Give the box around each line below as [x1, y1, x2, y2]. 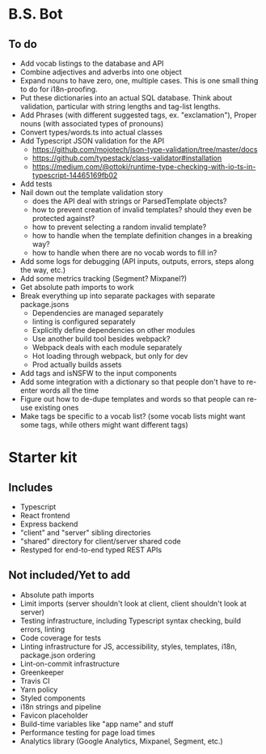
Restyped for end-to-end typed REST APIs [19, 545, 163, 555]
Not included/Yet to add [8, 569, 131, 582]
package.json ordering [19, 650, 95, 660]
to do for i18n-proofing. [19, 84, 99, 94]
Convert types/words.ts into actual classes [19, 127, 163, 137]
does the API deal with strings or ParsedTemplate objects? [32, 196, 228, 206]
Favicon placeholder [19, 710, 89, 720]
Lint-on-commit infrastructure [19, 658, 120, 668]
